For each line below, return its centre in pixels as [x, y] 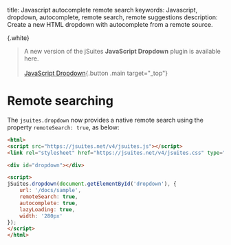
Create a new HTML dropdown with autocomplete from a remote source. [110, 24]
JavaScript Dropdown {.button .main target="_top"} [96, 73]
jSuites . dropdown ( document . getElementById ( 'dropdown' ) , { [92, 184]
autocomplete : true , [49, 203]
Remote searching [60, 101]
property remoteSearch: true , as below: [63, 127]
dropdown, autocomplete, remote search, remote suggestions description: [112, 17]
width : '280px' [41, 216]
